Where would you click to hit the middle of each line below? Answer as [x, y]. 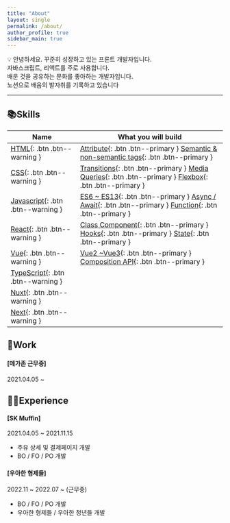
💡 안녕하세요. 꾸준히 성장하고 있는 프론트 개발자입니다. [79, 60]
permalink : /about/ [35, 26]
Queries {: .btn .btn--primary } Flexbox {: [144, 177]
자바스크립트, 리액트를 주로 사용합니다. [58, 68]
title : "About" [29, 13]
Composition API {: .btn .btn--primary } [142, 261]
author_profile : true [38, 33]
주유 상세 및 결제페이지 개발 [54, 448]
